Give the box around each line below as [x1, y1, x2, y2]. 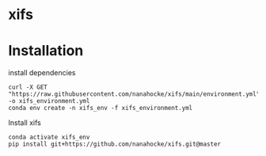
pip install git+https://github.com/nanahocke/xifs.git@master [8, 140, 222, 148]
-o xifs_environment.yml [8, 97, 90, 105]
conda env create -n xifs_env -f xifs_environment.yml [8, 105, 193, 112]
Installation [8, 42, 84, 60]
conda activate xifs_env [8, 133, 90, 142]
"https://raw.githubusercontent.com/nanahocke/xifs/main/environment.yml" [8, 90, 260, 98]
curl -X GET [8, 83, 47, 92]
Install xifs [8, 118, 41, 127]
